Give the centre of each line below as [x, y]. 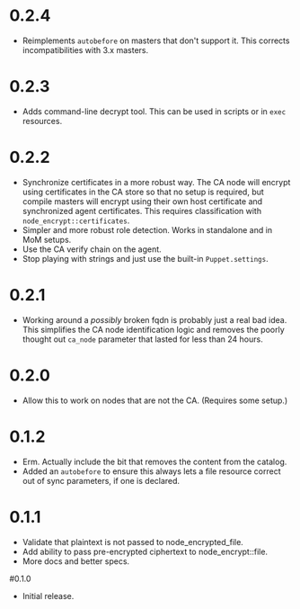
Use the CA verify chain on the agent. [92, 249]
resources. [42, 121]
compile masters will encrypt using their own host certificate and [142, 201]
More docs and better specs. [76, 561]
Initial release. [48, 596]
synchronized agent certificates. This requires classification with [142, 210]
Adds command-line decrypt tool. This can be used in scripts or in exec [154, 111]
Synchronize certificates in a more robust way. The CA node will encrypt [156, 182]
